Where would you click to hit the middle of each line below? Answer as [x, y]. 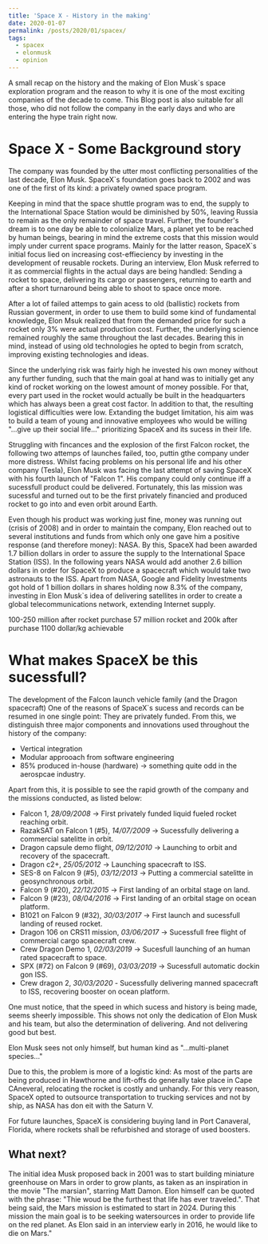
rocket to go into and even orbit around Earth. [83, 504]
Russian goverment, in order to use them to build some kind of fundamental [132, 312]
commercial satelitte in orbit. [67, 839]
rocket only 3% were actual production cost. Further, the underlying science [134, 329]
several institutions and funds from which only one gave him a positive [124, 536]
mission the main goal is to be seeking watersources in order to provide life [132, 1216]
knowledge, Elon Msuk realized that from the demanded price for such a [127, 321]
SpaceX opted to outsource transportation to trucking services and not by [130, 1096]
